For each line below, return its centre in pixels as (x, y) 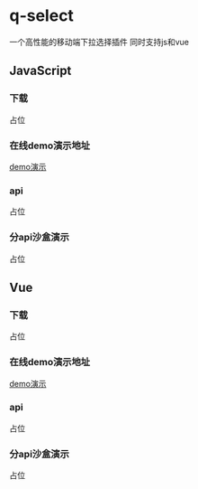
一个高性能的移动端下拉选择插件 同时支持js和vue (99, 42)
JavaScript (40, 71)
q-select (42, 16)
